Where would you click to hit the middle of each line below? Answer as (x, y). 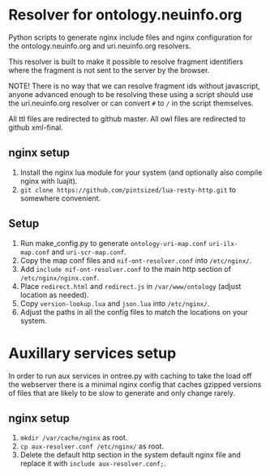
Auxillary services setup (92, 353)
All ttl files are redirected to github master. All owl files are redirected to (127, 118)
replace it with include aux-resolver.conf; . (93, 464)
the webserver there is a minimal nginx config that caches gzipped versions (135, 384)
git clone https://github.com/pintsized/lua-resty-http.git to (128, 189)
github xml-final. (36, 127)
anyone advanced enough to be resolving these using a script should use (131, 94)
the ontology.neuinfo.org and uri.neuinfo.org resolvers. (100, 45)
